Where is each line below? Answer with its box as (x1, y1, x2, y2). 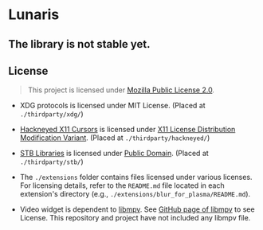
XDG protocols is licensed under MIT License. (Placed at (19, 101, 206, 111)
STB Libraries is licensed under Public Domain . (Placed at (19, 149, 209, 158)
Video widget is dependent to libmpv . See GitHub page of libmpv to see (19, 205, 255, 214)
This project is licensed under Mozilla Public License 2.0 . (27, 85, 215, 95)
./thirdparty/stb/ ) (19, 157, 84, 166)
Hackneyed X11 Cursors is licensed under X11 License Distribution (19, 125, 236, 134)
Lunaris (8, 6, 60, 24)
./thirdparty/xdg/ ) (19, 109, 84, 119)
